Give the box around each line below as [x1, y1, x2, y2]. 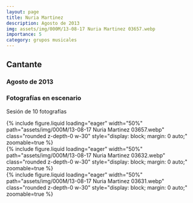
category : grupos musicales [6, 37, 77, 43]
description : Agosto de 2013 [6, 20, 80, 26]
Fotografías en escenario [6, 94, 82, 102]
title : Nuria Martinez [6, 15, 64, 21]
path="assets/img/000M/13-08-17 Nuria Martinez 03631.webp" [6, 177, 165, 185]
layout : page [6, 8, 39, 15]
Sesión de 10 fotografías [6, 107, 67, 115]
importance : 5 [6, 32, 42, 38]
